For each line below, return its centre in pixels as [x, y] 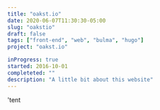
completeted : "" [31, 73]
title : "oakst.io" [34, 14]
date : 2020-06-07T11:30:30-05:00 [57, 21]
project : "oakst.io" [38, 47]
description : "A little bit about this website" [80, 79]
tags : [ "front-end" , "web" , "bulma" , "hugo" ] [75, 40]
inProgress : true [33, 60]
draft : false [27, 34]
